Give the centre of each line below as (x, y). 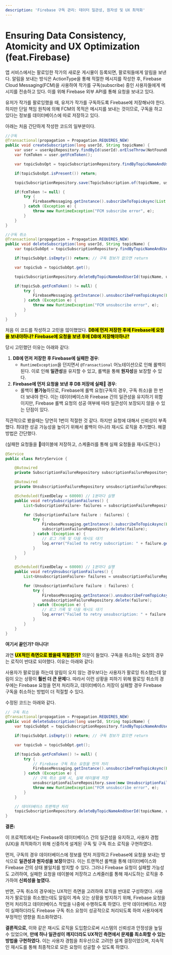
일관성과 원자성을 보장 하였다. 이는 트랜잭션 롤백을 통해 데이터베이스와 (88, 861)
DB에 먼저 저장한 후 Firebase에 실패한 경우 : (56, 358)
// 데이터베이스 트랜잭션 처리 (41, 807)
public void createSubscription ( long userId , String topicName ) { (78, 145)
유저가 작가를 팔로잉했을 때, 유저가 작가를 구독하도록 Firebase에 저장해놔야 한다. (85, 102)
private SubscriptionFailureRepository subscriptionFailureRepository (91, 473)
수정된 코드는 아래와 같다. (31, 702)
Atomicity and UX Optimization (72, 46)
